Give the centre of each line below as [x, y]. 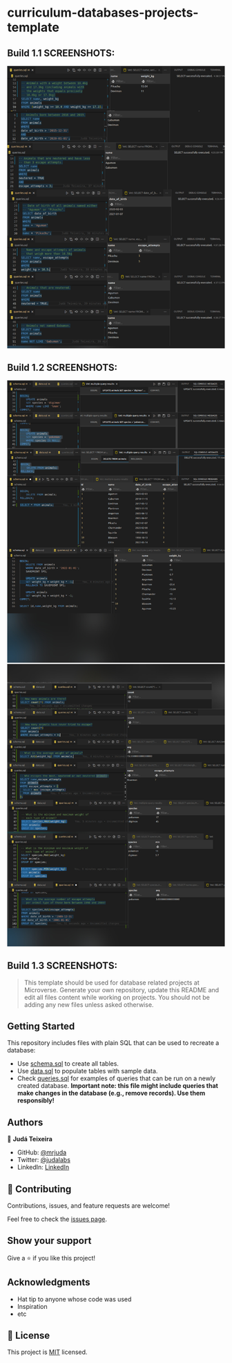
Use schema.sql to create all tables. [68, 1064]
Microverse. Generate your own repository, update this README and [122, 990]
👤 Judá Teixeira [30, 1139]
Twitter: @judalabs [44, 1160]
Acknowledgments [49, 1282]
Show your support [49, 1241]
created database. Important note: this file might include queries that [118, 1086]
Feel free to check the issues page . [57, 1219]
